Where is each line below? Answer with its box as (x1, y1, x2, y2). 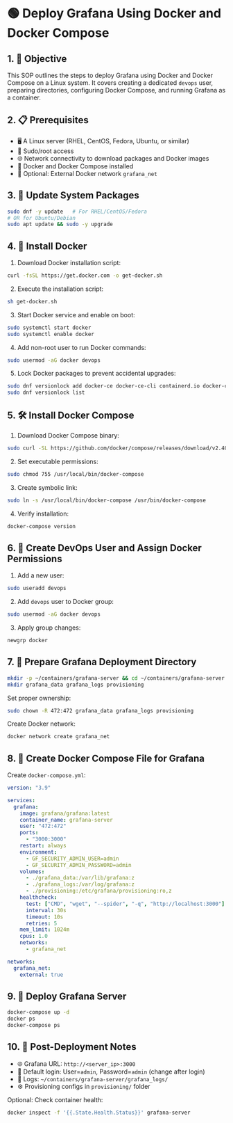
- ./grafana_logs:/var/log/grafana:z (25, 881, 135, 888)
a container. (7, 93, 42, 102)
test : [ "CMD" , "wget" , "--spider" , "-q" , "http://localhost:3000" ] (25, 900, 225, 907)
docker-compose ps (7, 1022, 60, 1029)
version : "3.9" (7, 784, 51, 792)
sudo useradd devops (7, 585, 67, 592)
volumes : (19, 868, 45, 875)
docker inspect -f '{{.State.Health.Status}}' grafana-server (7, 1109, 191, 1116)
